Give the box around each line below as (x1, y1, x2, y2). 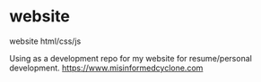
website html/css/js (9, 36, 82, 46)
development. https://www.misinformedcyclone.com (9, 62, 204, 73)
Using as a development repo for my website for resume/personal (9, 53, 253, 63)
